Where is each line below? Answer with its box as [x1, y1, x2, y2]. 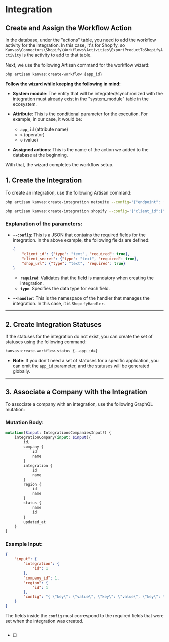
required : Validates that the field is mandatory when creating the [20, 275, 154, 281]
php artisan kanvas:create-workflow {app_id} [5, 72, 102, 77]
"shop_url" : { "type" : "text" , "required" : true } [22, 261, 126, 266]
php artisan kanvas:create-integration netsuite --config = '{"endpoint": [5, 199, 161, 205]
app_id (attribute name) [20, 126, 69, 132]
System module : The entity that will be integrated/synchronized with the [12, 90, 163, 96]
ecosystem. [12, 101, 37, 107]
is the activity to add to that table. [22, 52, 92, 58]
